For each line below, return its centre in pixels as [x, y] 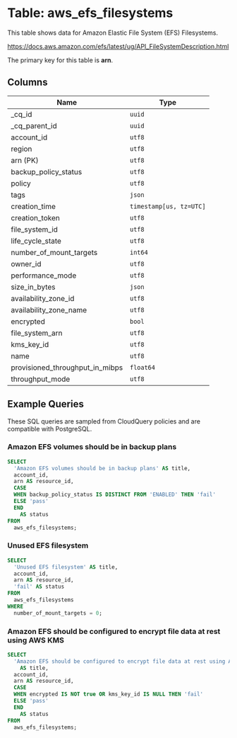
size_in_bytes [33, 287]
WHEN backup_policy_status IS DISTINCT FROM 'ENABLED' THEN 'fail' [115, 495]
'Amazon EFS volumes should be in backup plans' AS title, [102, 468]
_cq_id [22, 114]
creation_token [35, 217]
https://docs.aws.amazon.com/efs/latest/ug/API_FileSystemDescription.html [118, 46]
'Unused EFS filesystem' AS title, [66, 567]
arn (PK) [25, 160]
